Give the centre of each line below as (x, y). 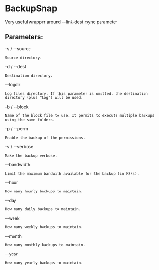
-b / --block (17, 107)
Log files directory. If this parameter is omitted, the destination (77, 93)
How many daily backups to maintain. (43, 209)
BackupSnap (31, 8)
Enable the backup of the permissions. (45, 138)
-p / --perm (16, 128)
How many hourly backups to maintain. (44, 191)
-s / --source (18, 48)
